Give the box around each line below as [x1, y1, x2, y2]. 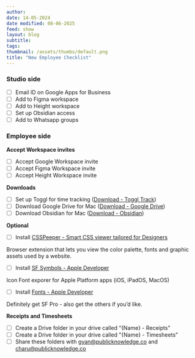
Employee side [6, 132, 51, 141]
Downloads [6, 184, 36, 191]
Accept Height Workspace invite [15, 171, 97, 179]
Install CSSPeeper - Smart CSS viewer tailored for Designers [15, 233, 168, 241]
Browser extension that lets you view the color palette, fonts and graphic [6, 245, 189, 253]
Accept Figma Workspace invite [15, 165, 96, 172]
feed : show [6, 26, 34, 32]
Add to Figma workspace [15, 95, 79, 103]
